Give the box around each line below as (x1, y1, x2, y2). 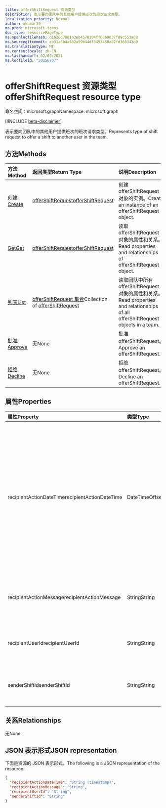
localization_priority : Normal (5, 16, 70, 21)
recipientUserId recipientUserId (7, 639, 80, 646)
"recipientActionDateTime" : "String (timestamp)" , (9, 780, 116, 785)
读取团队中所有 (118, 276, 153, 283)
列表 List (7, 299, 26, 306)
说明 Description (118, 169, 157, 176)
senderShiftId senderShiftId (7, 681, 70, 688)
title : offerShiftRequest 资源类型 (5, 7, 76, 12)
